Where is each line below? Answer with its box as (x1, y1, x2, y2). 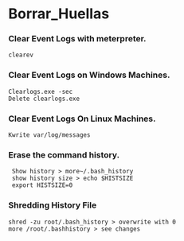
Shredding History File (8, 200, 97, 211)
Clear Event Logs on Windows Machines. (8, 69, 170, 80)
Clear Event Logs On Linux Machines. (8, 113, 156, 124)
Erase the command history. (8, 150, 120, 160)
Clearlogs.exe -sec (8, 87, 73, 95)
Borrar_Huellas (8, 5, 110, 23)
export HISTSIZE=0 (11, 181, 73, 189)
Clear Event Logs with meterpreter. (8, 33, 147, 45)
